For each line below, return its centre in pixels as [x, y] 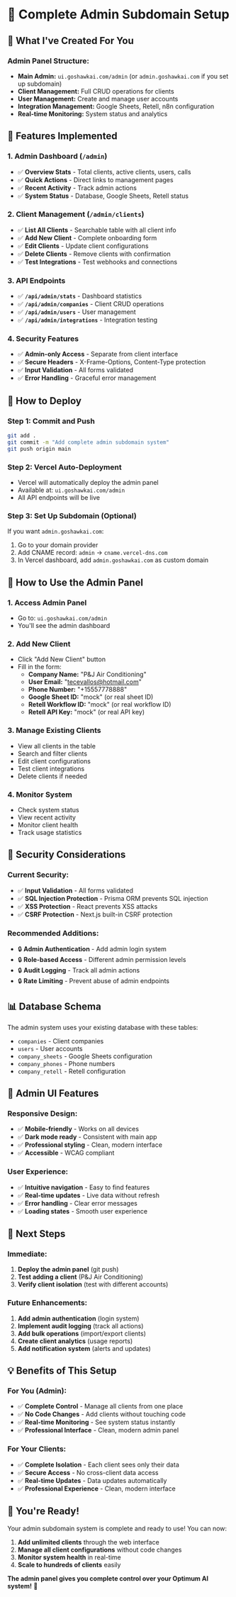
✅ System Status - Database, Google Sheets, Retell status [103, 196]
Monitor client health [48, 824]
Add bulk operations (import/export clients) [82, 1333]
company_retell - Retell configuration [72, 1071]
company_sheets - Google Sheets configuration [85, 1056]
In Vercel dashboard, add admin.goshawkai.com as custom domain [113, 560]
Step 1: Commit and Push [51, 421]
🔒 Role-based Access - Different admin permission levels [102, 959]
